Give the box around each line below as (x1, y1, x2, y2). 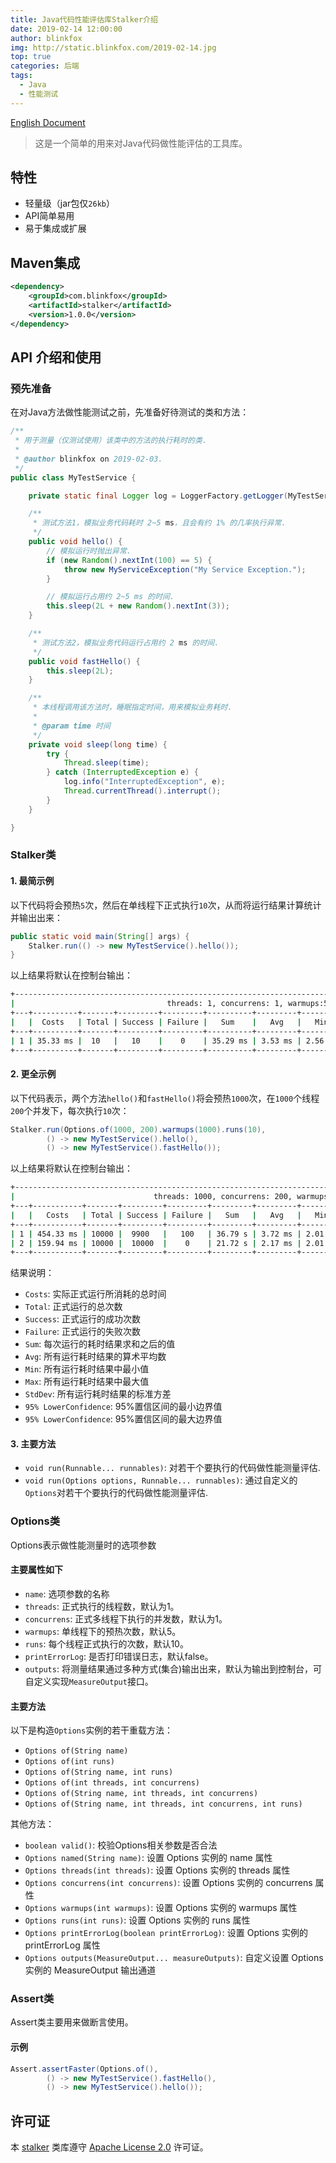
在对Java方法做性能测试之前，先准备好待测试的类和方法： (10, 406, 250, 418)
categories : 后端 (10, 61, 80, 71)
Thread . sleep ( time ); (63, 758, 150, 768)
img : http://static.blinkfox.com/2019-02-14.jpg (10, 42, 217, 53)
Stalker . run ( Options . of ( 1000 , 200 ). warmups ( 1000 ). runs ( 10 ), (10, 1124, 267, 1135)
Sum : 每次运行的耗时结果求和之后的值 (24, 1338, 176, 1350)
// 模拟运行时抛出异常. (46, 546, 132, 556)
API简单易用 (24, 210, 75, 222)
